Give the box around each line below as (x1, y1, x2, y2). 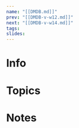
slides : (6, 31, 26, 37)
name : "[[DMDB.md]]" (6, 8, 58, 15)
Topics (6, 84, 41, 97)
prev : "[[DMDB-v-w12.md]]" (6, 14, 74, 20)
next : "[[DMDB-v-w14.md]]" (6, 20, 74, 26)
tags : (6, 25, 20, 32)
